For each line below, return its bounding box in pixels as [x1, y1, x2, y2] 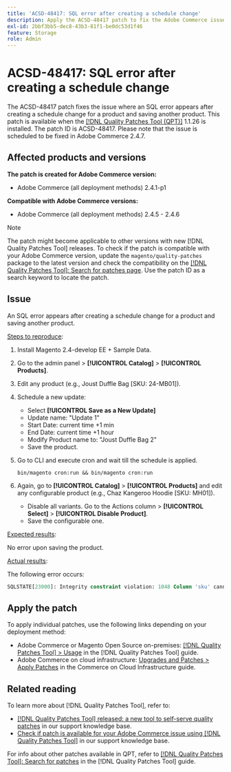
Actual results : [7, 557, 48, 565]
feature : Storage [7, 29, 57, 36]
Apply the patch [7, 602, 78, 614]
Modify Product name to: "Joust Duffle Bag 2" [27, 435, 157, 444]
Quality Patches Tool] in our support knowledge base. [16, 737, 170, 745]
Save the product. [27, 442, 78, 451]
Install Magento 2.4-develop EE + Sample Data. [16, 345, 151, 354]
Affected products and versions [7, 152, 146, 164]
